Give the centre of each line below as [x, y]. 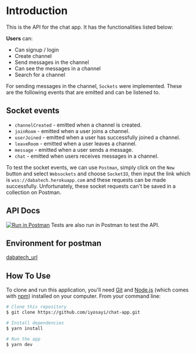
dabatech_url [22, 257]
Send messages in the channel [52, 62]
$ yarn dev [19, 344]
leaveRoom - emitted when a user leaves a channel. [75, 143]
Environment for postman [54, 243]
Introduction [37, 11]
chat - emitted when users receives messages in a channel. [87, 156]
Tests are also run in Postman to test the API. [105, 225]
